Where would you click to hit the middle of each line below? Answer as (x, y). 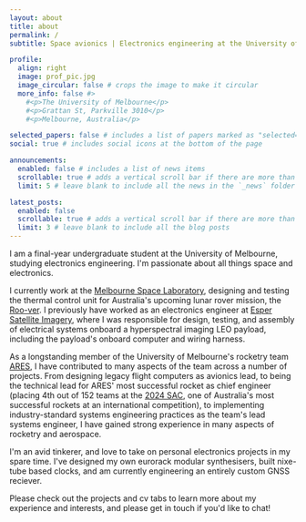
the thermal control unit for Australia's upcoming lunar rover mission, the (146, 300)
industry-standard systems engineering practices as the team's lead (138, 415)
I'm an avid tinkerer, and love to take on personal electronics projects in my (150, 451)
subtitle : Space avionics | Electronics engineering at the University (148, 43)
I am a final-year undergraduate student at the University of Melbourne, (143, 253)
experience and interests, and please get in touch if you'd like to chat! (140, 508)
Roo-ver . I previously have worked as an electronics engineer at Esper (141, 310)
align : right (42, 68)
